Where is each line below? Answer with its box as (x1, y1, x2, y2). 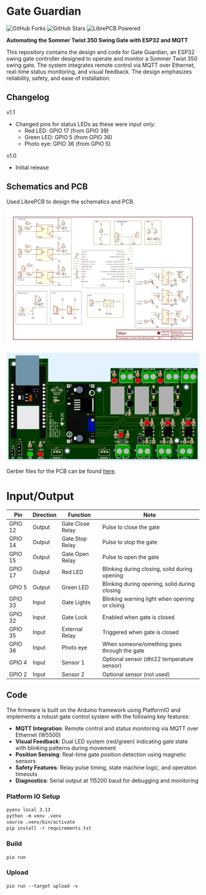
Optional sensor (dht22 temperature (102, 655, 194, 663)
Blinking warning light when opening (102, 595, 194, 602)
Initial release (15, 164, 49, 171)
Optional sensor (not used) (102, 670, 170, 678)
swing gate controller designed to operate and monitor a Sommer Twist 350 (6, 55, 198, 62)
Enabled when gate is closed (102, 613, 175, 621)
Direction (32, 511, 57, 518)
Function (67, 511, 91, 518)
